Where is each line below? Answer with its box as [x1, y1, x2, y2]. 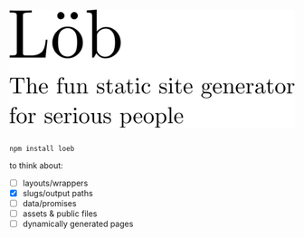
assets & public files [22, 208, 98, 219]
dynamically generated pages [22, 218, 134, 229]
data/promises [22, 197, 77, 208]
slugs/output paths [22, 187, 93, 198]
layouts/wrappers [22, 177, 89, 188]
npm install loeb [9, 144, 75, 153]
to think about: [9, 159, 63, 171]
